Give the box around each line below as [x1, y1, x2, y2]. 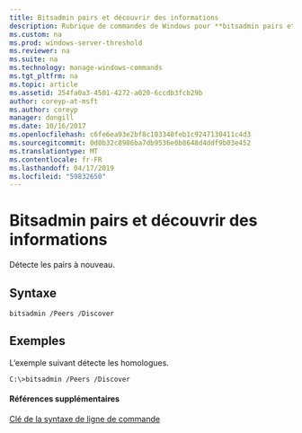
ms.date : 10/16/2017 [9, 122, 87, 131]
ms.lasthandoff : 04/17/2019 [9, 163, 115, 172]
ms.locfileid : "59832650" [9, 172, 106, 181]
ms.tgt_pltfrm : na [9, 72, 78, 81]
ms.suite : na [9, 55, 58, 64]
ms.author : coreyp [9, 105, 78, 114]
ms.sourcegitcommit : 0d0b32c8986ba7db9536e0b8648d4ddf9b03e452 [9, 138, 252, 147]
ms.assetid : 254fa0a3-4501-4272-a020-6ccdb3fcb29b [9, 88, 203, 97]
